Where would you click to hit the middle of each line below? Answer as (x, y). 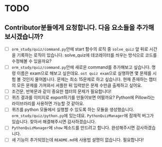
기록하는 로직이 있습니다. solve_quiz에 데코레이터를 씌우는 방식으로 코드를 (87, 55)
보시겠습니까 (22, 37)
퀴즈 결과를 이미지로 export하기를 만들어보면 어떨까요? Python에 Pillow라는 (83, 98)
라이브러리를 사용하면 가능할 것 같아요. (48, 103)
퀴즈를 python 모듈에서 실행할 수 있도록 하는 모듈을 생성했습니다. (73, 110)
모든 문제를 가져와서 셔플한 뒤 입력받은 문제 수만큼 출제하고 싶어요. (80, 86)
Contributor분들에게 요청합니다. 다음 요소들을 (70, 27)
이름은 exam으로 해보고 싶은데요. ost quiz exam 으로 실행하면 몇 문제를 (84, 73)
